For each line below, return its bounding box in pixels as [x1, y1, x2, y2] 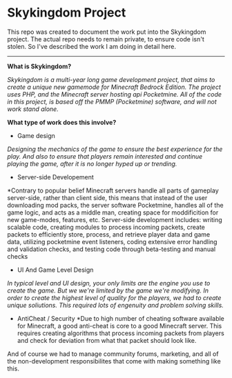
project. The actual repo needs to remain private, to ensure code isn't [7, 34, 205, 43]
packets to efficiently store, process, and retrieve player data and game [7, 230, 211, 239]
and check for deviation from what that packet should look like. [17, 336, 197, 344]
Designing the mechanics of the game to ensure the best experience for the [7, 145, 223, 153]
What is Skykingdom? [7, 62, 72, 70]
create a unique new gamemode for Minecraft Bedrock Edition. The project [7, 83, 221, 91]
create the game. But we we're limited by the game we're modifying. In [7, 286, 209, 295]
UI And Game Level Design [17, 266, 94, 274]
